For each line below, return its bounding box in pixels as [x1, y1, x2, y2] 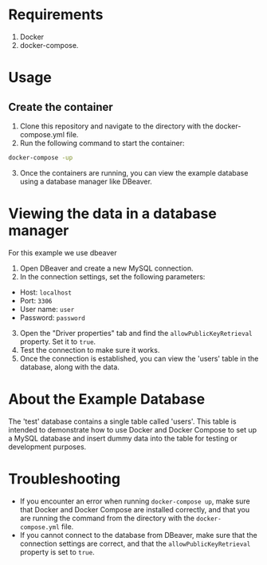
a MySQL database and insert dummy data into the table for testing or [8, 433, 238, 443]
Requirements [8, 6, 104, 24]
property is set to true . [19, 547, 95, 556]
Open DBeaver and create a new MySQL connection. [19, 263, 194, 273]
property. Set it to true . [19, 337, 96, 346]
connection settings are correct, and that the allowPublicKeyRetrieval [19, 539, 251, 548]
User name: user [19, 304, 75, 314]
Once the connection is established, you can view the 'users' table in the [19, 354, 259, 363]
